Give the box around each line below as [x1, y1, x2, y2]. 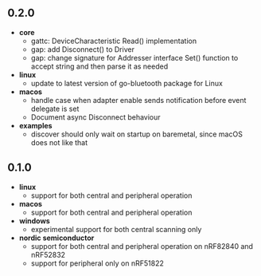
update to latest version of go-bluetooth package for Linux [30, 78, 224, 88]
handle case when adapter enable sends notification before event [30, 95, 247, 104]
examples [18, 120, 53, 130]
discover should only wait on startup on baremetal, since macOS [30, 129, 243, 139]
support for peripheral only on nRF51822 [30, 258, 165, 268]
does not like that [30, 137, 88, 147]
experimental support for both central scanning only [30, 224, 202, 234]
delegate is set [30, 104, 80, 113]
